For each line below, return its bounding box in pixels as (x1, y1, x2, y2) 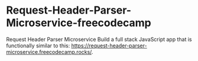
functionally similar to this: (6, 42, 70, 49)
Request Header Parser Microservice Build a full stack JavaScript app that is (6, 36, 192, 43)
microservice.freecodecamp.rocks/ (6, 48, 92, 55)
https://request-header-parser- (71, 42, 147, 49)
